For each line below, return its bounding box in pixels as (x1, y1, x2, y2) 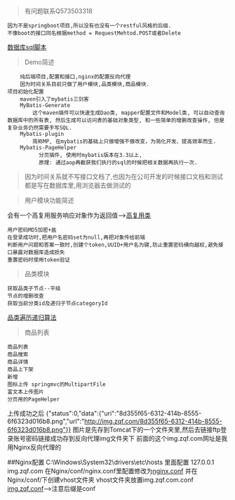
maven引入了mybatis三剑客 (20, 96, 89, 103)
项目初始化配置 (7, 88, 44, 95)
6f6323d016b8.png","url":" (7, 417, 85, 425)
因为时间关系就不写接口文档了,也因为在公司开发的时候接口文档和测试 (24, 173, 223, 180)
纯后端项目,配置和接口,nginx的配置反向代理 (20, 73, 131, 80)
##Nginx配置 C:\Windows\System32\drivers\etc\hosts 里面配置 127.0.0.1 (7, 458, 215, 466)
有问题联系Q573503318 (24, 7, 93, 15)
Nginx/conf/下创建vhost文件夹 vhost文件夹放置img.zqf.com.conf (7, 475, 194, 484)
